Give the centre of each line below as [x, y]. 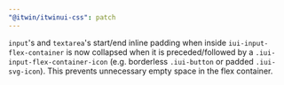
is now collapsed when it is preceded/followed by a [160, 52]
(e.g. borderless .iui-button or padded [181, 61]
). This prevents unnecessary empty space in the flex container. [157, 71]
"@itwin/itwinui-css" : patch [62, 17]
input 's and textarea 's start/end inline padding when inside [118, 42]
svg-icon [24, 72]
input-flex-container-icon [58, 62]
